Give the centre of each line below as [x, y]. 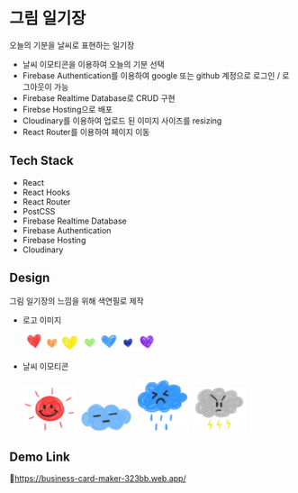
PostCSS [39, 211]
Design [30, 278]
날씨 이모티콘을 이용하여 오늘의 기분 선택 [93, 64]
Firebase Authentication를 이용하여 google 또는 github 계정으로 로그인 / [151, 75]
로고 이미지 [42, 320]
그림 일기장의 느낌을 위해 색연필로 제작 [77, 301]
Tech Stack [41, 161]
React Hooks [46, 192]
